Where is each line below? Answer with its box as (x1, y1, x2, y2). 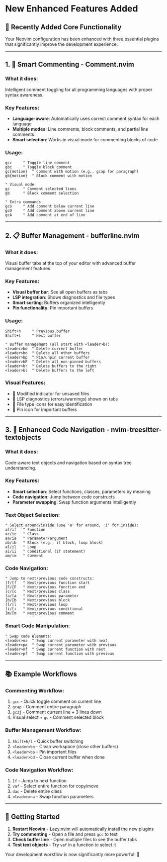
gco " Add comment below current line (5, 204, 94, 209)
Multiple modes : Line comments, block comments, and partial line (12, 126, 149, 132)
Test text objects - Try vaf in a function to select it (12, 842, 116, 848)
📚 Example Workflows (5, 670, 77, 678)
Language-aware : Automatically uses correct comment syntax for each (12, 115, 160, 121)
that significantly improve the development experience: (5, 41, 118, 47)
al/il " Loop (5, 545, 37, 550)
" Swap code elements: (5, 634, 52, 639)
